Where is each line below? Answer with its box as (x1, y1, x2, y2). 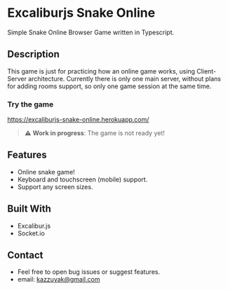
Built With (7, 203, 51, 215)
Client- (196, 67, 217, 75)
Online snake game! (17, 167, 75, 176)
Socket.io (17, 229, 46, 237)
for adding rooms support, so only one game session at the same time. (7, 82, 212, 90)
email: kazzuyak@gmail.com (17, 275, 100, 284)
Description (7, 48, 60, 60)
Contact (7, 249, 43, 261)
